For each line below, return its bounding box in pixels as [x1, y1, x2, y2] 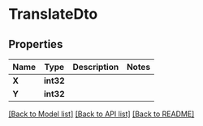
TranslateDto [8, 5, 98, 24]
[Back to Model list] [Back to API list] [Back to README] [8, 109, 195, 119]
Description [72, 62, 119, 72]
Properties [8, 37, 63, 51]
